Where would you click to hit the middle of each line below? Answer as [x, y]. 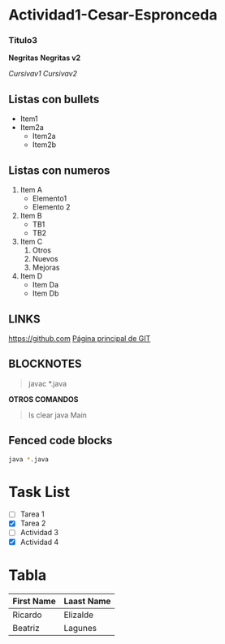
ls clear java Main [58, 415]
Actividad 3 [39, 533]
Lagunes [80, 628]
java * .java [28, 459]
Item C [31, 242]
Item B [31, 216]
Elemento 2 [51, 207]
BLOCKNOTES [45, 364]
